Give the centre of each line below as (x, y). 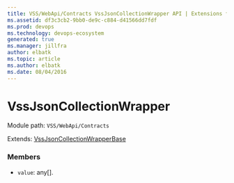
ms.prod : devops (31, 26)
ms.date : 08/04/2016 (37, 72)
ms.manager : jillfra (37, 46)
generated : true (31, 40)
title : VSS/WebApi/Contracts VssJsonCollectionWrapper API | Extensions (115, 14)
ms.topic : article (34, 59)
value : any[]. (35, 172)
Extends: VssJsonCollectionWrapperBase (67, 139)
